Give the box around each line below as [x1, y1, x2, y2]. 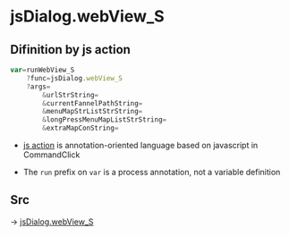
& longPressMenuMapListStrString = [42, 115, 167, 124]
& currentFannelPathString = [42, 98, 143, 108]
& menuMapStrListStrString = [42, 107, 143, 116]
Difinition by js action [10, 42, 131, 57]
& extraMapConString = [42, 123, 119, 133]
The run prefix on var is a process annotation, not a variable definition [22, 167, 281, 177]
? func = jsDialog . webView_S [26, 73, 123, 82]
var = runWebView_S [10, 65, 75, 74]
